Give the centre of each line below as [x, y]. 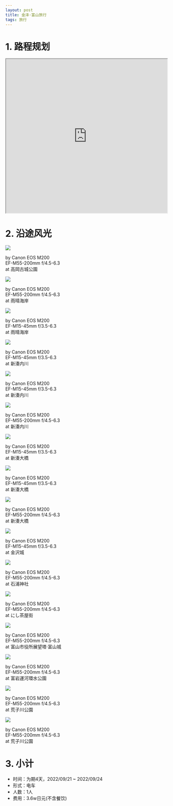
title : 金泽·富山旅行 [26, 15]
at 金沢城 [15, 552]
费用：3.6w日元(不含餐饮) [40, 798]
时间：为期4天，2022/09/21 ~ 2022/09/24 [58, 779]
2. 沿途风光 [29, 233]
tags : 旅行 [16, 20]
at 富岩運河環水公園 [26, 678]
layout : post [19, 10]
